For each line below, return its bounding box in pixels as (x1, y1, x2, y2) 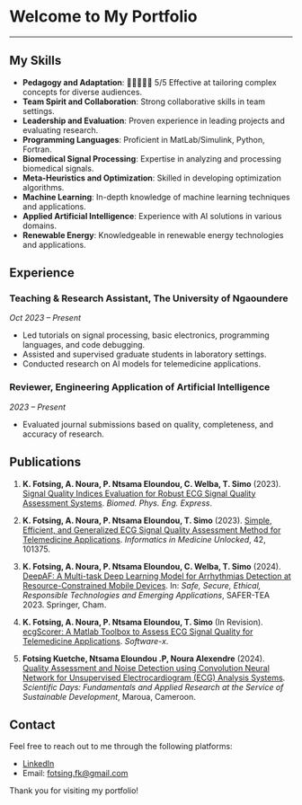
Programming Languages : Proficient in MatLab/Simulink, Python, (22, 134, 265, 145)
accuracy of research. (22, 429, 105, 439)
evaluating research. (22, 124, 99, 136)
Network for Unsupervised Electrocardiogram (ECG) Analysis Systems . (22, 672, 286, 683)
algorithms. (22, 181, 65, 192)
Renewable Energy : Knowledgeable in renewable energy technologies (22, 229, 284, 240)
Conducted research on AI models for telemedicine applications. (22, 358, 262, 369)
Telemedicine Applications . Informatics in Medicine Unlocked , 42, (22, 534, 267, 544)
